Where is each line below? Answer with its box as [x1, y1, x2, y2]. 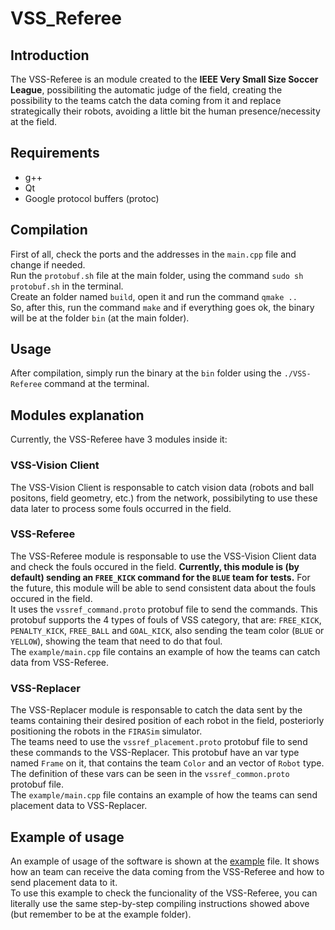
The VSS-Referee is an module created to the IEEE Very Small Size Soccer [10, 73, 319, 85]
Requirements [10, 145, 100, 162]
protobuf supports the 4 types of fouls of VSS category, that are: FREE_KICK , [10, 613, 322, 626]
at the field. [10, 116, 58, 127]
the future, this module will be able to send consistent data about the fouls [10, 582, 317, 594]
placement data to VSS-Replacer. [10, 800, 148, 812]
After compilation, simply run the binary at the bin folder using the [10, 367, 282, 379]
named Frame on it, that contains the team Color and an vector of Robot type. [10, 757, 325, 769]
